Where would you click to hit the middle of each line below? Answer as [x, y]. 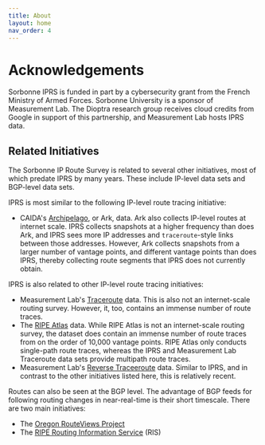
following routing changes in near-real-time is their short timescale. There [129, 400]
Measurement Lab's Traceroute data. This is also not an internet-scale [135, 300]
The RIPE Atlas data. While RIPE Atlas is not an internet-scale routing [132, 325]
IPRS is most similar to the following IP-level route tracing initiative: [117, 203]
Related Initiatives [54, 151]
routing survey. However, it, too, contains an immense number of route [135, 309]
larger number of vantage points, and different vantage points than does [138, 252]
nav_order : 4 [30, 30]
